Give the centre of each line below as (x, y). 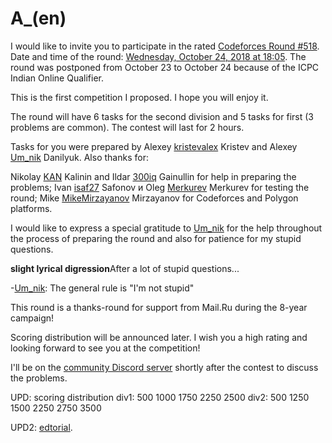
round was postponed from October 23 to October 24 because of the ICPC (165, 67)
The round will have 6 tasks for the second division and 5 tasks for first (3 (162, 116)
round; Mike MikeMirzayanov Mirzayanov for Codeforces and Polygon (154, 198)
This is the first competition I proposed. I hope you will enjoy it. (139, 97)
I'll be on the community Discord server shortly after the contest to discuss (164, 367)
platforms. (31, 208)
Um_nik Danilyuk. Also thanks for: (79, 157)
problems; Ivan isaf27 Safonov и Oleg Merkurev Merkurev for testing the (160, 187)
